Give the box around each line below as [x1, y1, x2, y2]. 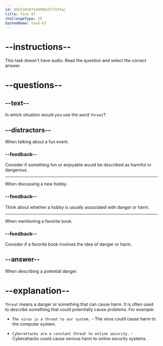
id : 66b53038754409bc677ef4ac [5, 7, 66, 12]
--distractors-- [5, 126, 51, 134]
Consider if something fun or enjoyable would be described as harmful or [5, 162, 152, 168]
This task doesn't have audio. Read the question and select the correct [5, 58, 147, 64]
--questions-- [5, 80, 62, 91]
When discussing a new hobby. [5, 181, 68, 187]
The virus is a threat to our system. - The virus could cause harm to [12, 316, 156, 322]
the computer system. [12, 321, 56, 327]
